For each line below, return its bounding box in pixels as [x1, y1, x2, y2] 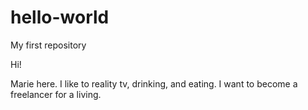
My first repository [10, 39, 87, 51]
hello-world [10, 6, 110, 29]
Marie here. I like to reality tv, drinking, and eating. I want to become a [10, 77, 298, 90]
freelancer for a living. [10, 88, 102, 100]
